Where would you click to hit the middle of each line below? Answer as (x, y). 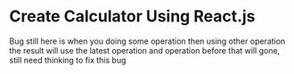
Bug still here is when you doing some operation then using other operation (147, 41)
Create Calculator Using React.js (132, 16)
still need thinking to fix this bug (68, 60)
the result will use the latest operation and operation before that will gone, (145, 50)
